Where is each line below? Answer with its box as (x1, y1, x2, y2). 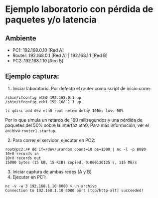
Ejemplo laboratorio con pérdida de (5, 3, 154, 15)
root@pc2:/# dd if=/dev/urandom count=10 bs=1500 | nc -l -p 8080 (5, 147, 146, 152)
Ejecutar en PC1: (12, 174, 46, 180)
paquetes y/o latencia (5, 14, 97, 25)
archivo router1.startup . (5, 127, 56, 133)
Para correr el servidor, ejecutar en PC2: (12, 137, 96, 143)
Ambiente (5, 34, 36, 42)
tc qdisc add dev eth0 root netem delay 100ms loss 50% (5, 108, 124, 113)
